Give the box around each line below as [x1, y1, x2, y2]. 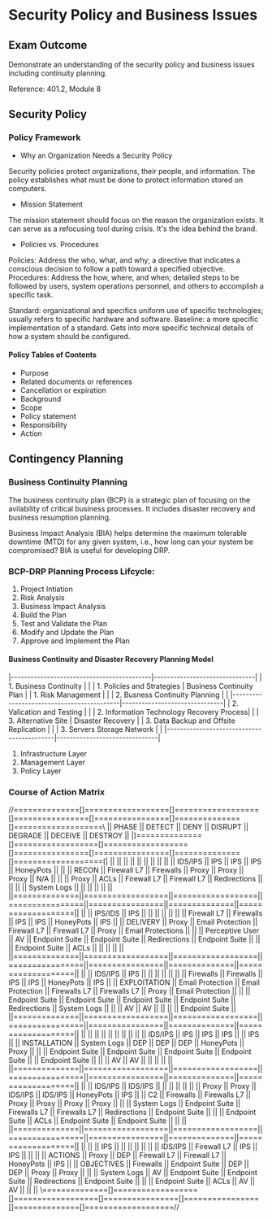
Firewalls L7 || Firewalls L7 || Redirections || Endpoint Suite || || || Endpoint [8, 1108, 257, 1117]
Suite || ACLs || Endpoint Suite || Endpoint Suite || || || [8, 1116, 187, 1125]
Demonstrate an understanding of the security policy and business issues [8, 59, 255, 69]
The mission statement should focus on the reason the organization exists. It [8, 215, 264, 224]
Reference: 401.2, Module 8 [8, 84, 101, 94]
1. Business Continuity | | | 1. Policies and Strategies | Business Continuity [8, 681, 253, 691]
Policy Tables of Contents [8, 350, 97, 359]
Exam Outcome [8, 38, 88, 52]
